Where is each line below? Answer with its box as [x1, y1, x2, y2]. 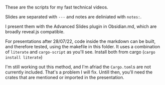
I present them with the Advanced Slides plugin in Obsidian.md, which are [5, 23, 157, 29]
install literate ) [5, 54, 43, 60]
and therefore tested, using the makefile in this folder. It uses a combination [5, 44, 161, 49]
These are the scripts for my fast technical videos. [5, 4, 109, 10]
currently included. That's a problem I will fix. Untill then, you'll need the [5, 69, 153, 75]
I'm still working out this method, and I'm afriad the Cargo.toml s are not [5, 64, 151, 70]
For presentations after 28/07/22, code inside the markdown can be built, [5, 38, 156, 44]
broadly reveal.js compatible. [5, 29, 65, 34]
